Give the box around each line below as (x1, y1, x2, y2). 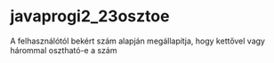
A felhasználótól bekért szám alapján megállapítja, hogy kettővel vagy (10, 35, 266, 46)
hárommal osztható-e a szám (10, 44, 117, 55)
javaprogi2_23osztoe (10, 6, 170, 27)
